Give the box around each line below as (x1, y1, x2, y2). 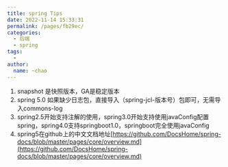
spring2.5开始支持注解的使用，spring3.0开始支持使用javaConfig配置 (16, 112, 210, 120)
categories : (7, 29, 41, 36)
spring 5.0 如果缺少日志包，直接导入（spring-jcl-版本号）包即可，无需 (16, 95, 216, 103)
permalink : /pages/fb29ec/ (7, 23, 84, 29)
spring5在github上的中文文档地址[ (16, 129, 113, 138)
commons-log (23, 104, 63, 112)
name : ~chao (13, 67, 48, 74)
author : (7, 61, 29, 68)
